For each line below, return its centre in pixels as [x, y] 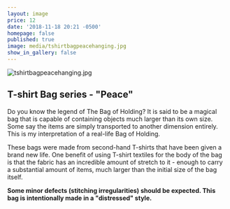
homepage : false [31, 33]
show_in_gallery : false [42, 53]
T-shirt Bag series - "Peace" [70, 95]
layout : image [28, 14]
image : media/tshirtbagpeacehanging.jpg [67, 46]
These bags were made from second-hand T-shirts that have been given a [115, 147]
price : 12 [22, 20]
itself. [15, 177]
